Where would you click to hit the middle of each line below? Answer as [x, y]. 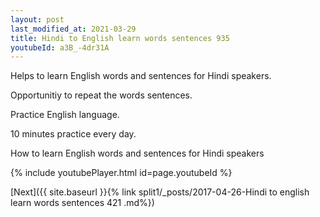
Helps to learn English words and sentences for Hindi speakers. [141, 76]
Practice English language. [65, 115]
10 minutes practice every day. [73, 134]
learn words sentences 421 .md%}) [82, 203]
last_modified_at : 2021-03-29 [73, 29]
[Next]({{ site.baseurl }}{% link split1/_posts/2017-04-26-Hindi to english [160, 192]
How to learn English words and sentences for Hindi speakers [137, 153]
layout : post [37, 19]
